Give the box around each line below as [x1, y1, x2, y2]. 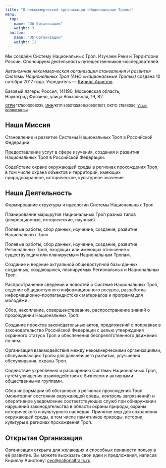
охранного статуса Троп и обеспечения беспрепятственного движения [5, 333, 157, 338]
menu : [5, 12, 16, 17]
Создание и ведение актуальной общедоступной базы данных [5, 262, 138, 267]
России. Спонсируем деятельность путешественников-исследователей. [5, 58, 160, 65]
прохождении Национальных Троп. [5, 312, 80, 318]
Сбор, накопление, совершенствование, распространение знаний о [5, 307, 150, 313]
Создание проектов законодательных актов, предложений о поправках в [5, 322, 161, 328]
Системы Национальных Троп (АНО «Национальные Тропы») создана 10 [5, 73, 161, 79]
